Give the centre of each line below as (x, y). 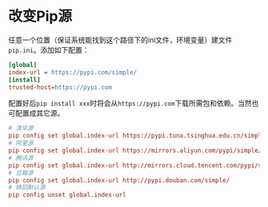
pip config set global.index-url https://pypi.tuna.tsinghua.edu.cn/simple (137, 136)
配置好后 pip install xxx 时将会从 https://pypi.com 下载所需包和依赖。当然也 (134, 103)
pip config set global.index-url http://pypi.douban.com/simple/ (119, 180)
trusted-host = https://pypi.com (60, 87)
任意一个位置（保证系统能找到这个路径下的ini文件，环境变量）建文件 (120, 40)
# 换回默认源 (27, 188)
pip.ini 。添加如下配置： (49, 49)
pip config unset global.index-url (67, 195)
